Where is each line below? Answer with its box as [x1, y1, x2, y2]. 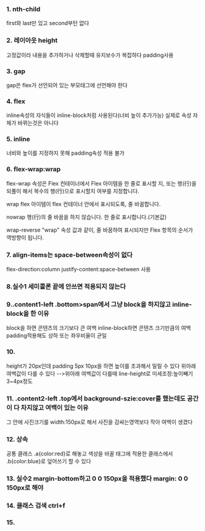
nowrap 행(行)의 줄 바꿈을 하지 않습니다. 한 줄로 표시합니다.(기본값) [6, 213, 167, 221]
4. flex [6, 97, 26, 105]
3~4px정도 [6, 377, 33, 385]
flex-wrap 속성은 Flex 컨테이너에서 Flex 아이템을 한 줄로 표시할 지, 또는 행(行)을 [6, 179, 197, 187]
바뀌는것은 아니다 [17, 119, 59, 127]
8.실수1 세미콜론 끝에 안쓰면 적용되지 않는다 [6, 282, 126, 291]
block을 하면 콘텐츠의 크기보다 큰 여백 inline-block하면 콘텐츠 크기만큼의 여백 [6, 324, 191, 332]
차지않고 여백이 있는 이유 [20, 403, 89, 412]
